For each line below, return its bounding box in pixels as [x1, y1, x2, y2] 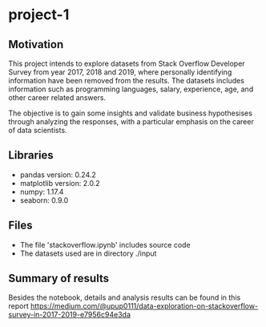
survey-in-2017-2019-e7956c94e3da [8, 310, 131, 320]
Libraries [8, 148, 54, 162]
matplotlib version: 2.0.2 [19, 178, 100, 188]
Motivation [8, 38, 64, 51]
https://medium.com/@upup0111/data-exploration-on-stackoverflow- [30, 301, 259, 311]
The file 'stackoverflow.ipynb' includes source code [19, 240, 191, 249]
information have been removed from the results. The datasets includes [8, 76, 244, 85]
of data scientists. [8, 126, 67, 135]
